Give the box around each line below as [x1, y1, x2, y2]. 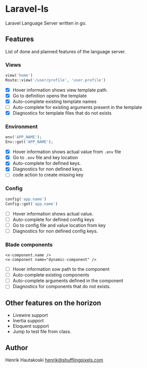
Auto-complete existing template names [12, 98, 97, 104]
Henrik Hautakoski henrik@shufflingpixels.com [5, 357, 103, 363]
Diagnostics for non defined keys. [12, 166, 84, 172]
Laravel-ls [5, 3, 49, 15]
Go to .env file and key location [12, 155, 78, 161]
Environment [5, 123, 38, 131]
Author [5, 343, 28, 352]
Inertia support [12, 318, 44, 324]
